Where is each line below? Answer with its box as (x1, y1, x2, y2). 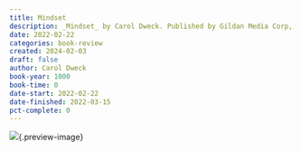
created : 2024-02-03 (9, 47, 88, 56)
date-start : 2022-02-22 (9, 89, 99, 98)
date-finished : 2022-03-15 (9, 97, 111, 107)
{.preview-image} (18, 132, 84, 143)
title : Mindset (9, 13, 67, 23)
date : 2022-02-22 (9, 30, 75, 39)
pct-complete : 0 (9, 106, 71, 115)
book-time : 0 (9, 80, 59, 90)
